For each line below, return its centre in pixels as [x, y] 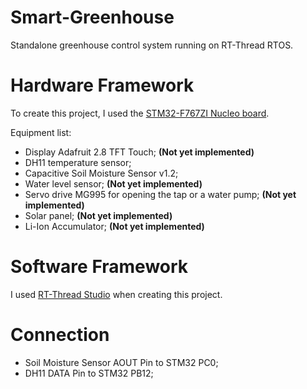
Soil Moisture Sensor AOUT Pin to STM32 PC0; [121, 362]
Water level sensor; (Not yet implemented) [113, 183]
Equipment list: [41, 132]
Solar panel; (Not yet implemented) [98, 215]
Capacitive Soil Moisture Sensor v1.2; [101, 173]
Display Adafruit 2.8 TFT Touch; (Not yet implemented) [139, 152]
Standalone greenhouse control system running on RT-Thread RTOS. [152, 45]
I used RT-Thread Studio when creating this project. [116, 294]
